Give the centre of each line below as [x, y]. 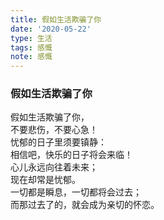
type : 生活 [31, 38]
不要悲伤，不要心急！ [54, 130]
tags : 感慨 [31, 47]
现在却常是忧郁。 [45, 180]
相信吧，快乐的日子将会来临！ [71, 155]
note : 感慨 [31, 57]
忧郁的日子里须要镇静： [58, 142]
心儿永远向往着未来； [54, 167]
